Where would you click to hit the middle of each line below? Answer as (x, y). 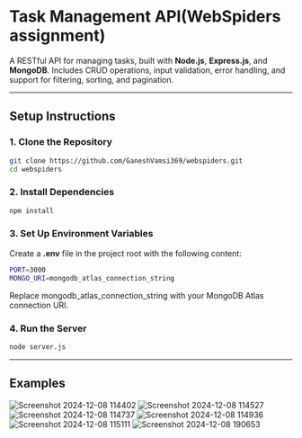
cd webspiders (36, 169)
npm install (31, 210)
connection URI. (39, 305)
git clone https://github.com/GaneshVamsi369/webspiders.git (126, 161)
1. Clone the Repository (61, 142)
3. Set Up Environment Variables (81, 234)
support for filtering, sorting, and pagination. (92, 79)
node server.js (38, 347)
